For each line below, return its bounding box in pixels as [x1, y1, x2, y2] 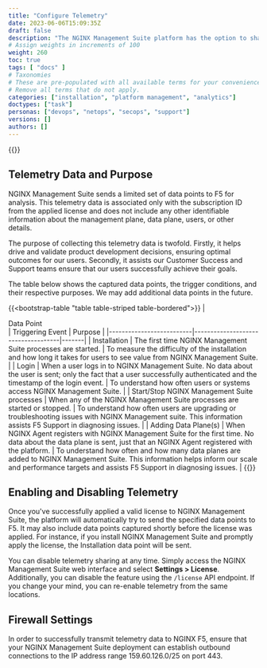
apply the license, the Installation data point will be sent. [8, 540, 192, 550]
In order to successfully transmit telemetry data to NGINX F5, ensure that [8, 635, 247, 644]
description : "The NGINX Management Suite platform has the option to [8, 33, 247, 42]
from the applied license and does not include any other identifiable [8, 206, 230, 215]
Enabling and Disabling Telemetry [8, 485, 179, 499]
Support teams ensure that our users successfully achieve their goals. [8, 264, 238, 273]
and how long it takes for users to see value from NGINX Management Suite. [8, 352, 258, 362]
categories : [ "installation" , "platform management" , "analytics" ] [8, 93, 237, 101]
